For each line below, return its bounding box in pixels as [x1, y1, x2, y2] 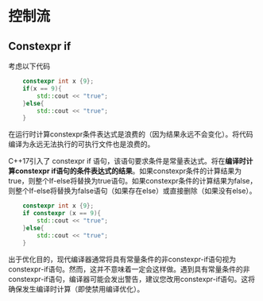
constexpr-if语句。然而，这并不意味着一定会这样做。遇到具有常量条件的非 [8, 264, 250, 274]
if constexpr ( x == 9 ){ [22, 210, 102, 218]
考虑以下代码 [8, 61, 50, 71]
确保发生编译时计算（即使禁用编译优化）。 [8, 284, 145, 294]
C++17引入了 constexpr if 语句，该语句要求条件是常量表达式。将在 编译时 [8, 156, 246, 166]
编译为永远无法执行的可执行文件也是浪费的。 [8, 140, 155, 149]
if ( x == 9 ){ [22, 84, 62, 92]
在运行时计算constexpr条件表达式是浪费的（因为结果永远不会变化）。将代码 [8, 129, 253, 139]
